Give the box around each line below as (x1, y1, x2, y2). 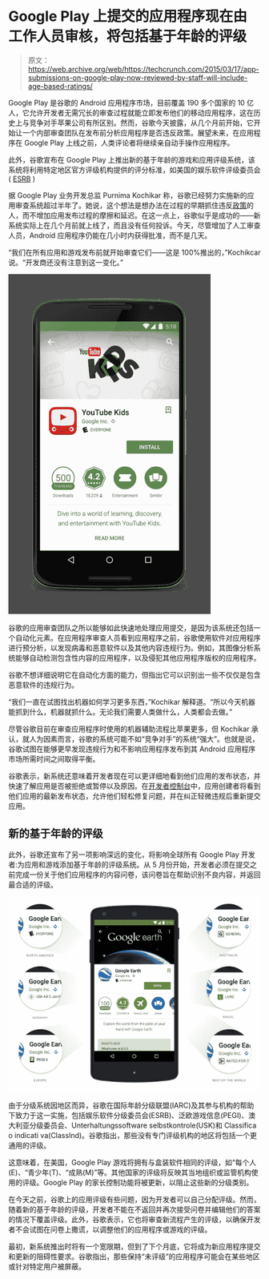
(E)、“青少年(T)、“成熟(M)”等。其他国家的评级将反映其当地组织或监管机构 (8, 1168, 252, 1177)
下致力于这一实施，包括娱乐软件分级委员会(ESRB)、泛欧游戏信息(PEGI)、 (8, 1111, 249, 1120)
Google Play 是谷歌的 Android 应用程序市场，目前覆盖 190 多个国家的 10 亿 (8, 98, 255, 107)
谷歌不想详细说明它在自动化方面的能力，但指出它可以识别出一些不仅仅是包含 (8, 670, 261, 679)
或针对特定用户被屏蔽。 (8, 1262, 86, 1272)
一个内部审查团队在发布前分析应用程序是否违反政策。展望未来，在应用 (22, 127, 254, 137)
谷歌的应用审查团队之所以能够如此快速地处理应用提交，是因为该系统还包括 (8, 622, 254, 633)
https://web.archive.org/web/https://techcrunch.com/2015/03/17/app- (27, 64, 259, 74)
